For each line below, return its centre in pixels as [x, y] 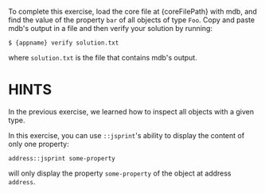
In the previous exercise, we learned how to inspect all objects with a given [131, 111]
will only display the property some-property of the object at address [120, 173]
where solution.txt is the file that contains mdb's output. [103, 58]
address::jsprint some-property [62, 158]
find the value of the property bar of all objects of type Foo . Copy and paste [132, 20]
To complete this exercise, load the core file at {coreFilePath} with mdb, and [132, 12]
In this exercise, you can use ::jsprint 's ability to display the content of [127, 135]
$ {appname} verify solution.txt [64, 43]
